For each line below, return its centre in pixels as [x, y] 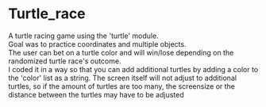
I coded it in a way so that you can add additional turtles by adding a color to [133, 69]
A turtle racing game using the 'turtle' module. [83, 36]
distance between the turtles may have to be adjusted [96, 94]
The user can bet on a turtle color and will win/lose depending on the [121, 52]
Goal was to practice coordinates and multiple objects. [97, 44]
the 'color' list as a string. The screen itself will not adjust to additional [122, 78]
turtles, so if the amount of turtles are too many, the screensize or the [122, 86]
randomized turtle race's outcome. [65, 61]
